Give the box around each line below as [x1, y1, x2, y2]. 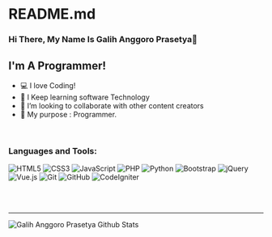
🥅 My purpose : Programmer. [19, 109, 117, 119]
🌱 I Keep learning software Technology [19, 92, 150, 102]
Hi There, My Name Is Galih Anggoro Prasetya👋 [8, 34, 198, 45]
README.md [8, 5, 96, 23]
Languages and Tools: [8, 145, 97, 156]
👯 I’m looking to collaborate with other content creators [19, 100, 204, 110]
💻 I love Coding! [19, 80, 76, 90]
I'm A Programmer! [8, 58, 107, 73]
